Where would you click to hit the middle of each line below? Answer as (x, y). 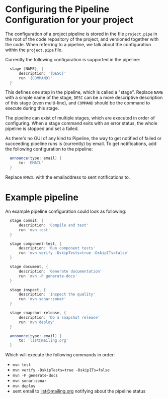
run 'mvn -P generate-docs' (48, 276)
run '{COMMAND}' (35, 78)
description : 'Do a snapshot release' (59, 317)
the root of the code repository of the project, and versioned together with (82, 39)
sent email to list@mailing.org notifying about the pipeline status (79, 391)
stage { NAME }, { (27, 69)
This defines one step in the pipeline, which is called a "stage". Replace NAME (84, 92)
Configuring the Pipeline (57, 9)
